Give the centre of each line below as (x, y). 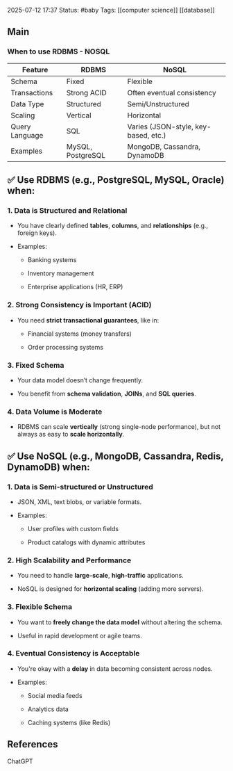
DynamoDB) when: (49, 467)
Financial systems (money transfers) (79, 334)
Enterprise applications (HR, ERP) (75, 287)
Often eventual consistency (172, 92)
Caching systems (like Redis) (69, 722)
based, (138, 135)
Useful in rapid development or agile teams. (79, 635)
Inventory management (61, 273)
